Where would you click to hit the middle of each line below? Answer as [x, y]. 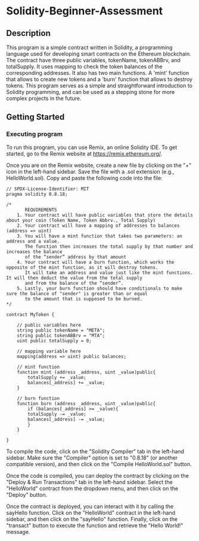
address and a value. [33, 241]
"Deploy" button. [27, 494]
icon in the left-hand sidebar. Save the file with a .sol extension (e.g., [90, 171]
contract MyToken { [30, 314]
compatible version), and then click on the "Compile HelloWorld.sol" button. [99, 464]
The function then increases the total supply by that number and [109, 247]
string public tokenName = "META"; [61, 330]
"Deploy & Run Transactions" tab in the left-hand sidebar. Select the [89, 482]
